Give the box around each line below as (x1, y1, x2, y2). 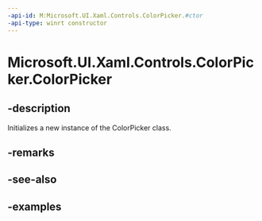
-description (7, 102, 71, 115)
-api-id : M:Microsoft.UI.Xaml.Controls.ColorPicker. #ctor (7, 11, 203, 20)
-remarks (7, 145, 55, 159)
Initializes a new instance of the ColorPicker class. (7, 122, 171, 132)
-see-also (7, 173, 57, 187)
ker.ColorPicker (7, 70, 113, 88)
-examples (7, 200, 62, 213)
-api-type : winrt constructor (7, 19, 108, 27)
